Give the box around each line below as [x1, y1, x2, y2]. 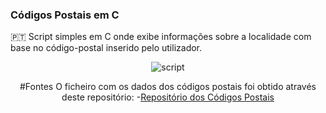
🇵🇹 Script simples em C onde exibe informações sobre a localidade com [10, 31, 312, 43]
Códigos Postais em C [10, 8, 120, 22]
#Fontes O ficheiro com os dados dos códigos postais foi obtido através [19, 81, 317, 93]
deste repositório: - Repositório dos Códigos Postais [61, 91, 275, 103]
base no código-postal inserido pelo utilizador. [10, 42, 203, 54]
